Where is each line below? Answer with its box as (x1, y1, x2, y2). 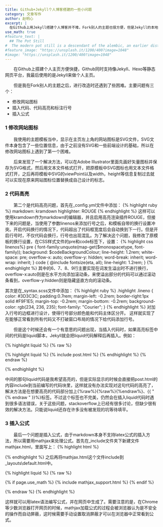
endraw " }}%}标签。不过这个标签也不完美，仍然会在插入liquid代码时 (12, 394, 150, 400)
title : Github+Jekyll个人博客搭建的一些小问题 (5, 7, 92, 12)
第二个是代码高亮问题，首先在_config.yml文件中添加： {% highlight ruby (13, 202, 158, 208)
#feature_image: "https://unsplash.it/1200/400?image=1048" (5, 48, 130, 52)
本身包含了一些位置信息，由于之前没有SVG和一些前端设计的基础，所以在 (9, 142, 154, 148)
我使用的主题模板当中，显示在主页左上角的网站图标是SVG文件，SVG (13, 136, 150, 142)
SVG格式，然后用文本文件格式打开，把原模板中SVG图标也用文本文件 (13, 165, 150, 170)
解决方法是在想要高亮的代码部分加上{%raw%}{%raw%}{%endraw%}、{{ (5, 388, 151, 394)
